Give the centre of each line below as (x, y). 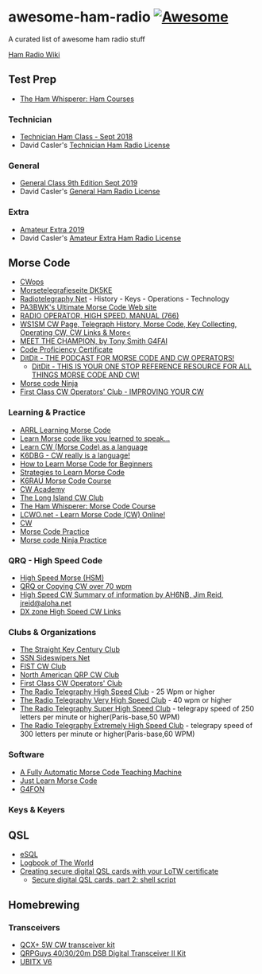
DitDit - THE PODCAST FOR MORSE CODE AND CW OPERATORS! (127, 358)
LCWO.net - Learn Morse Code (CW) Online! (92, 514)
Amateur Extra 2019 (52, 229)
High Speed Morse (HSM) (62, 578)
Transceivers (35, 927)
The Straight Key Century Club (70, 649)
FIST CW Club (43, 666)
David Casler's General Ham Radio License (90, 192)
